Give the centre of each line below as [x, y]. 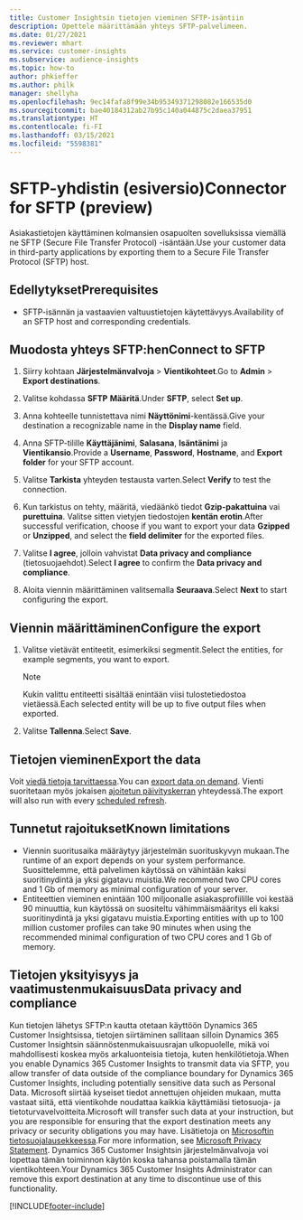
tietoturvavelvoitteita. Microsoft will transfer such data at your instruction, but [151, 1112]
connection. [45, 490]
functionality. [34, 1188]
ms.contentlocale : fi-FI [56, 127]
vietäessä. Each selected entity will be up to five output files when [144, 704]
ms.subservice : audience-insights [74, 60]
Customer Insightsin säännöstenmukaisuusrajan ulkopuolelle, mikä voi [139, 1044]
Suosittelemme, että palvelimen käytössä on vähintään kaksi [134, 869]
